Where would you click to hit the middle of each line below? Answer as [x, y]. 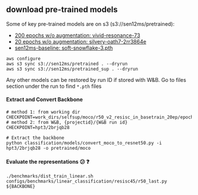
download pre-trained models [62, 10]
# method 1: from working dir [43, 112]
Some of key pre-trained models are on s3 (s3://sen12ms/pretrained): [90, 24]
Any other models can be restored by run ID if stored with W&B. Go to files [96, 80]
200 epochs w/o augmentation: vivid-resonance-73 [77, 35]
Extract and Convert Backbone [44, 100]
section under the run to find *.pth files [54, 86]
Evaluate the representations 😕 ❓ [48, 161]
